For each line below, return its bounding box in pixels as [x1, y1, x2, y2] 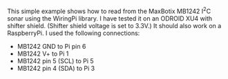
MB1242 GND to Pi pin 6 [17, 42, 86, 50]
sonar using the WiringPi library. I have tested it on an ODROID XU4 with [7, 14, 213, 23]
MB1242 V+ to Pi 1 [17, 49, 69, 58]
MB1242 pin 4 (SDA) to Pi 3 [17, 64, 95, 72]
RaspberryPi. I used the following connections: [7, 29, 140, 37]
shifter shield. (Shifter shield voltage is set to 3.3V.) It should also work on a [7, 21, 222, 30]
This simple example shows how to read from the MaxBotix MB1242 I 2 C [7, 6, 211, 15]
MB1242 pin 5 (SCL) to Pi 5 [17, 56, 95, 65]
